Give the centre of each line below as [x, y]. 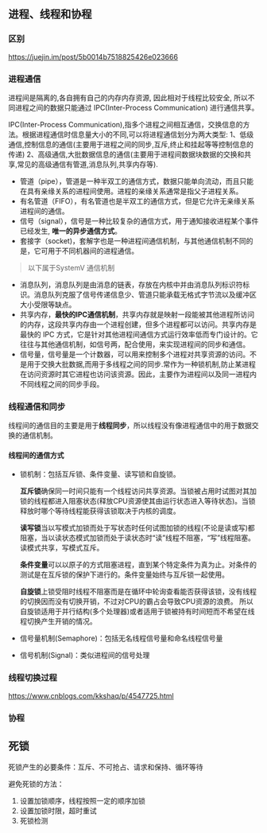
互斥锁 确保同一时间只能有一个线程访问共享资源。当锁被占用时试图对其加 [138, 491]
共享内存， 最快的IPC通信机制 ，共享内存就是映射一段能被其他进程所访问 [137, 314]
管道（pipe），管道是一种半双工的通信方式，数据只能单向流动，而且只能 [137, 181]
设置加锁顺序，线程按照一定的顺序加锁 [82, 800]
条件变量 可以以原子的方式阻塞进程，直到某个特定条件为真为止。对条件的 [138, 565]
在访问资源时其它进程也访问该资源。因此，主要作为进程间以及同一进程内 [138, 374]
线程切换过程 [33, 678]
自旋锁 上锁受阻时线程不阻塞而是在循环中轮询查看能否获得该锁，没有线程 [138, 592]
